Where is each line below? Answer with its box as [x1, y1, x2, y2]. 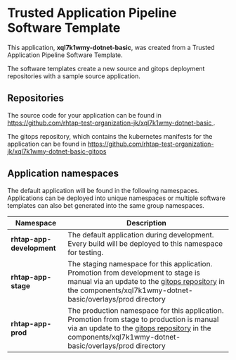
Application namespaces [7, 168, 119, 180]
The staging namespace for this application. [67, 259, 213, 268]
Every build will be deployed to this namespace [67, 238, 223, 248]
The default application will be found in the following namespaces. [7, 186, 199, 194]
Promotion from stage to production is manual [67, 314, 219, 324]
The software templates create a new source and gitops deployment [7, 64, 205, 73]
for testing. [67, 247, 104, 257]
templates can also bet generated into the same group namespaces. [7, 201, 205, 209]
